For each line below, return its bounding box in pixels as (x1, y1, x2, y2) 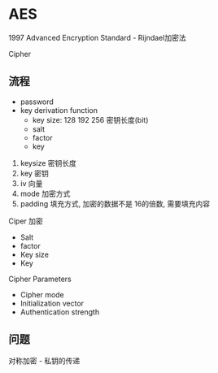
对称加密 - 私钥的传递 (8, 355, 81, 366)
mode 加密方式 (20, 189, 71, 198)
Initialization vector (20, 298, 84, 308)
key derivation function (20, 105, 98, 115)
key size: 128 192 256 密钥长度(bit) (32, 115, 149, 124)
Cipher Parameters (8, 274, 72, 284)
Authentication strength (20, 306, 100, 317)
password (20, 97, 54, 106)
